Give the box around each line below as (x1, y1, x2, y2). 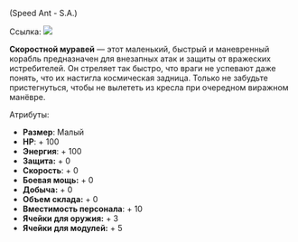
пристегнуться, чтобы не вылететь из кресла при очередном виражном (9, 82, 289, 93)
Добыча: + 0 (22, 184, 73, 195)
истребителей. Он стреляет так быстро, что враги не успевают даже (9, 63, 276, 73)
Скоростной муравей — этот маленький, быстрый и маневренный (9, 44, 270, 54)
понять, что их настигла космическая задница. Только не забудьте (9, 72, 268, 83)
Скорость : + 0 (22, 165, 79, 175)
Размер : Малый (22, 126, 84, 137)
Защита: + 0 (22, 155, 70, 166)
